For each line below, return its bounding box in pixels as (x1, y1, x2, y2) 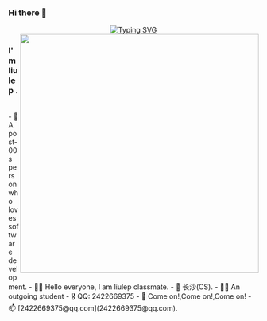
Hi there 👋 (8, 7, 48, 18)
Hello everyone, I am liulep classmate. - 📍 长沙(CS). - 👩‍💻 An (44, 282, 241, 292)
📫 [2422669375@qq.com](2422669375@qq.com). (8, 303, 178, 313)
